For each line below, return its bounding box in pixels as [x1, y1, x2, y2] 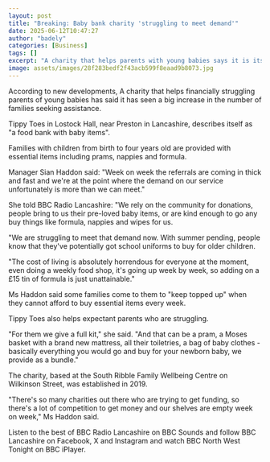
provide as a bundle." [8, 355, 79, 365]
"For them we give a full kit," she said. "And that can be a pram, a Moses [8, 329, 247, 339]
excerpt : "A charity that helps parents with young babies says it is [8, 57, 250, 65]
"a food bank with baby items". [8, 127, 111, 137]
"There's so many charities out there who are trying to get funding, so [8, 394, 239, 404]
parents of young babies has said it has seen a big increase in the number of [8, 94, 262, 105]
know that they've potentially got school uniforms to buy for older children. [8, 241, 256, 250]
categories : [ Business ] [8, 42, 88, 50]
